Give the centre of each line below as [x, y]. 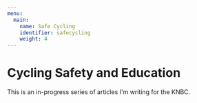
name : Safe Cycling [48, 26]
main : [21, 20]
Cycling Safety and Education [94, 73]
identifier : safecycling [55, 33]
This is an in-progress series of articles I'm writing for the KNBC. [99, 92]
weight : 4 [34, 39]
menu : [15, 13]
